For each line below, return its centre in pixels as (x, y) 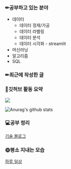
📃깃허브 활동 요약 (24, 89)
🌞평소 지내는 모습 (25, 150)
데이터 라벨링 (32, 32)
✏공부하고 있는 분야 (27, 7)
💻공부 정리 (18, 123)
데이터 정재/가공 (35, 25)
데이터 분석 (30, 38)
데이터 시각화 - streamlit (43, 44)
